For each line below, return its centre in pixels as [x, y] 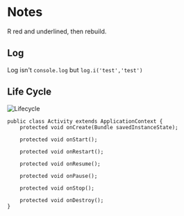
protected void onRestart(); [62, 151]
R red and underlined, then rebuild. [57, 31]
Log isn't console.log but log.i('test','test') [75, 69]
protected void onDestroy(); [62, 200]
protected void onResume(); [60, 164]
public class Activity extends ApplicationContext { [85, 121]
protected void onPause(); [59, 176]
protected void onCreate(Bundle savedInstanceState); [99, 127]
